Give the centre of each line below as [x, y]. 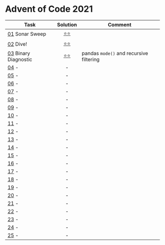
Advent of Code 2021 [49, 9]
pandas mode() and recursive [115, 53]
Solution [67, 25]
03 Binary [19, 53]
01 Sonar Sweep [27, 34]
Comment [120, 25]
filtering [91, 59]
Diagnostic [20, 59]
